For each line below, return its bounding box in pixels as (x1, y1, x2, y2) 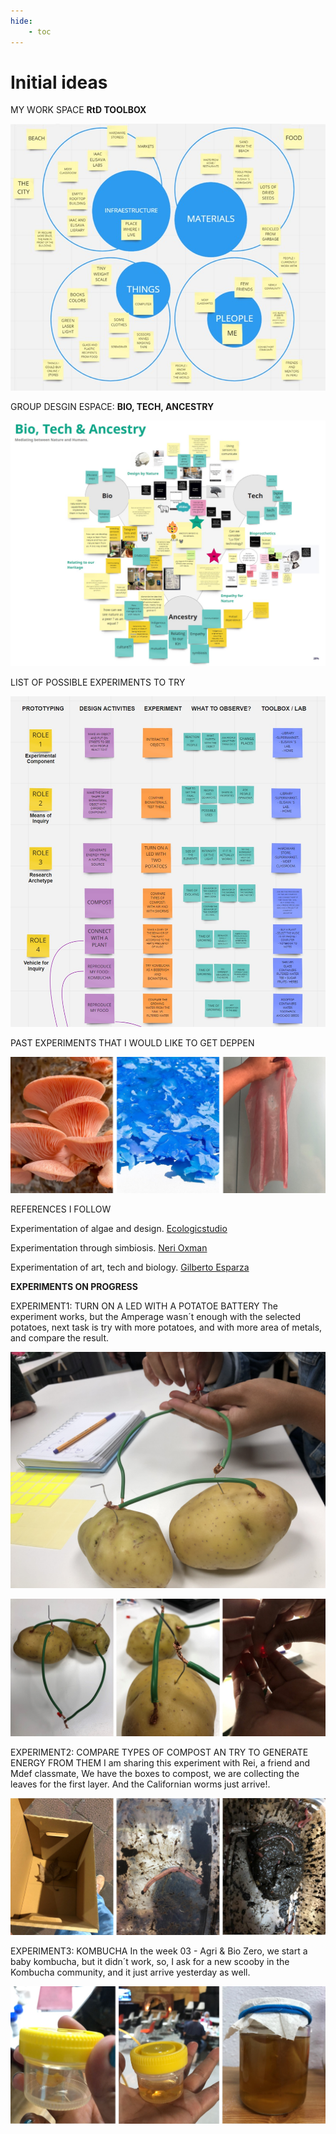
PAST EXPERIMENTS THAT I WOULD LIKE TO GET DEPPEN (10, 1037, 255, 1049)
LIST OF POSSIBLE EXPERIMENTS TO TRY (10, 676, 186, 689)
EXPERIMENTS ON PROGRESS (10, 1281, 138, 1293)
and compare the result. (10, 1332, 110, 1344)
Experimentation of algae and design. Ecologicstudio (10, 1223, 228, 1235)
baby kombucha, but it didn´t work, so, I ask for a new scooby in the (10, 1956, 290, 1968)
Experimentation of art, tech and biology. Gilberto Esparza (10, 1261, 250, 1274)
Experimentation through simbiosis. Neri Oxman (10, 1242, 208, 1254)
